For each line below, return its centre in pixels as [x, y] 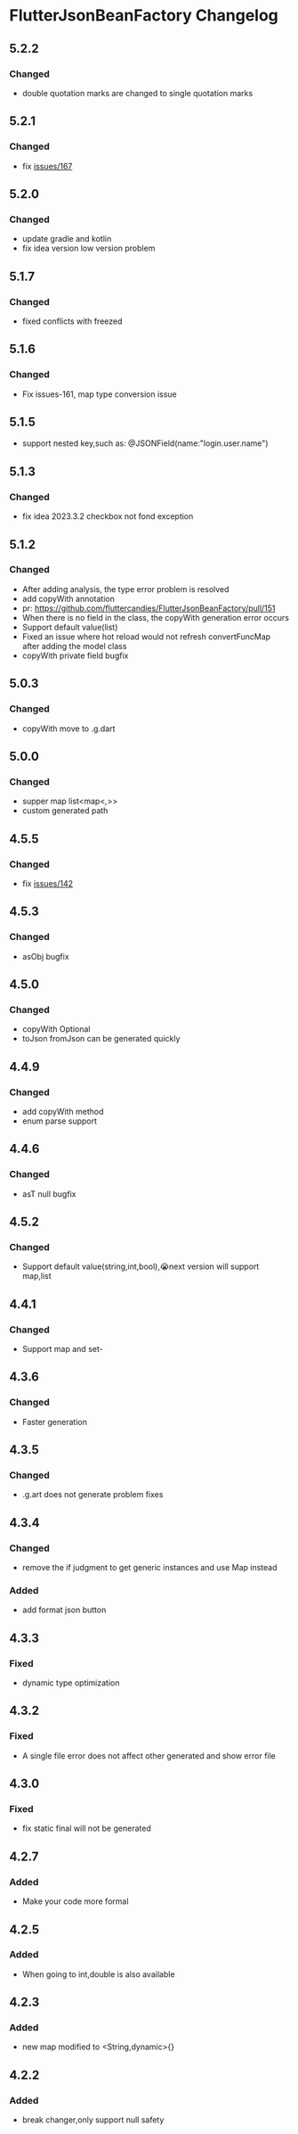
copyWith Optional [56, 1029]
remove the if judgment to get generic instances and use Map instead [149, 1568]
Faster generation [54, 1421]
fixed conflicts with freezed [72, 321]
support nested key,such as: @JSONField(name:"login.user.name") [145, 443]
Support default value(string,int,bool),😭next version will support [141, 1266]
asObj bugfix [45, 956]
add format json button [64, 1610]
